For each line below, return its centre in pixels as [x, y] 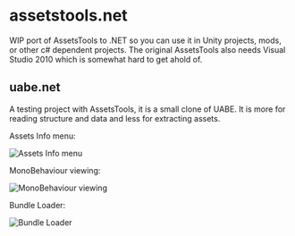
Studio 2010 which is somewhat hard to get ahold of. [106, 59]
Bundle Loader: [38, 205]
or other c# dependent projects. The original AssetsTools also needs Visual [147, 49]
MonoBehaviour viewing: [55, 170]
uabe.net [35, 87]
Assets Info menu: [42, 136]
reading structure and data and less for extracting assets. [115, 118]
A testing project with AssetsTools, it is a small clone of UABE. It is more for [147, 109]
